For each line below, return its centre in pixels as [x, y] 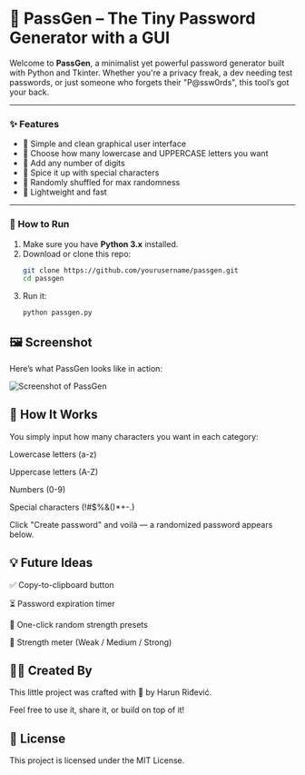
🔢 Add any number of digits [74, 164]
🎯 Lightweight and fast [64, 192]
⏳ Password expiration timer [62, 603]
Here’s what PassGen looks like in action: [86, 368]
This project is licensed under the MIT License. [97, 760]
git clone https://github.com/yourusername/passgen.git [130, 270]
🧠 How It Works [54, 415]
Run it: [34, 296]
